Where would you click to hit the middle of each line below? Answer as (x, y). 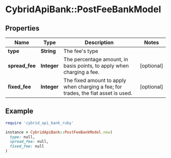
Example (19, 111)
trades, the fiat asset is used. (98, 93)
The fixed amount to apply (95, 80)
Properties (22, 28)
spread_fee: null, (30, 142)
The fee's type (81, 51)
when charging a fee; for (93, 87)
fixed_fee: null (27, 146)
